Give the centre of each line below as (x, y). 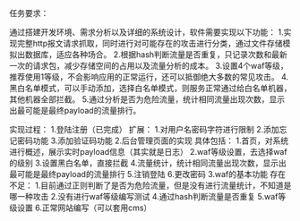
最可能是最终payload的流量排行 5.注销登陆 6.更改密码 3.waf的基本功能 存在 (148, 174)
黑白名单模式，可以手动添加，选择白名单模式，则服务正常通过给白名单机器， (150, 88)
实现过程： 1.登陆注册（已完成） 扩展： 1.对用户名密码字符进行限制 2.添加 (144, 129)
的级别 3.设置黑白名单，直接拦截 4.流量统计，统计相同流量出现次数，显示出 (148, 163)
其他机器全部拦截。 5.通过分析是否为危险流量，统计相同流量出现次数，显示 (147, 99)
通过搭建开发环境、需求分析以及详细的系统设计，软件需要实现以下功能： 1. (146, 32)
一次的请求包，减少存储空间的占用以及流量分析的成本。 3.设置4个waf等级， (149, 66)
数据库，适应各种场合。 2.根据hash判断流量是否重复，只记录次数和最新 (156, 55)
